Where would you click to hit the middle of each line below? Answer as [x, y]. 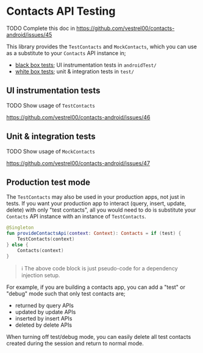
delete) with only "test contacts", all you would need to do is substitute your [101, 210]
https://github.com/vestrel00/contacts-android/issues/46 [78, 117]
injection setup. [41, 275]
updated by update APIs [45, 312]
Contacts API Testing [61, 11]
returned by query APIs [45, 305]
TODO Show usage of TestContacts [51, 105]
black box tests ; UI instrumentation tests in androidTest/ [86, 65]
